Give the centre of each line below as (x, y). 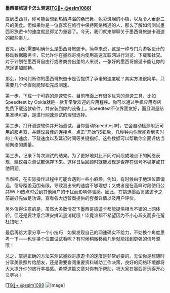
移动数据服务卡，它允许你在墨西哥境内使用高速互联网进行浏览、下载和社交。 (85, 55)
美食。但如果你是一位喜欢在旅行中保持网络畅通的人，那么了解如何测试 (87, 25)
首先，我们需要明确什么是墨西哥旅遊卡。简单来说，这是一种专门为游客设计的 (85, 49)
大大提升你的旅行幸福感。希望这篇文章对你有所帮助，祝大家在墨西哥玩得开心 (85, 269)
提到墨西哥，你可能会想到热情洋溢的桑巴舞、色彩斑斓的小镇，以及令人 (78, 19)
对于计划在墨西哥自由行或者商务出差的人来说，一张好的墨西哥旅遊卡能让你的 (85, 61)
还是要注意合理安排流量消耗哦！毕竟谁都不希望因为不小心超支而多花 (89, 215)
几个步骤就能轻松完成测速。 (43, 85)
